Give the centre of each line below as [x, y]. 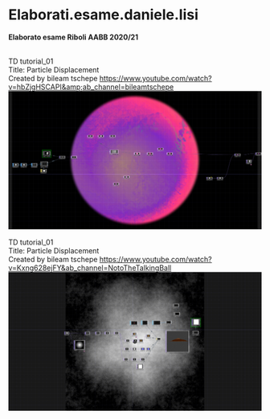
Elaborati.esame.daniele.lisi [104, 15]
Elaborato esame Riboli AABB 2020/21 [74, 37]
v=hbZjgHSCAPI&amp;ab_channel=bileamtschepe [91, 87]
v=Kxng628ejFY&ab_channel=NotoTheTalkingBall [90, 268]
